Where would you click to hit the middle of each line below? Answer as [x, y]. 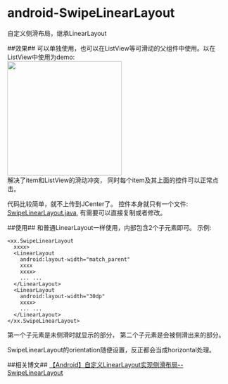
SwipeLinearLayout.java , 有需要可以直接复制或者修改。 [87, 212]
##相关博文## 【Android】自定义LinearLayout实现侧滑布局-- [95, 364]
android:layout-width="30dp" [63, 296]
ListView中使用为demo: [41, 57]
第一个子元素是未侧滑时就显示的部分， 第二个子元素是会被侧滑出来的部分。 [116, 335]
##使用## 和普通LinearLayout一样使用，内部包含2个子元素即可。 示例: [109, 227]
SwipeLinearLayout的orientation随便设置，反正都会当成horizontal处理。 [112, 350]
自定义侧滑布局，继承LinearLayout [57, 33]
